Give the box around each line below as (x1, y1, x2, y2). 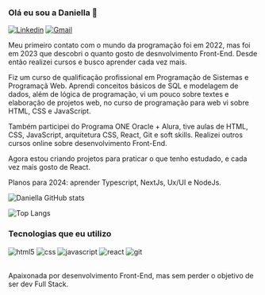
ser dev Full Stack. (8, 279, 69, 289)
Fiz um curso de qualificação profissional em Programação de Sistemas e (8, 73, 249, 82)
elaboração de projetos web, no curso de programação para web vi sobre (8, 98, 250, 108)
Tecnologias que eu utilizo (8, 228, 112, 239)
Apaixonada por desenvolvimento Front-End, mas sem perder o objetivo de (8, 271, 254, 281)
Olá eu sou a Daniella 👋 (8, 7, 98, 18)
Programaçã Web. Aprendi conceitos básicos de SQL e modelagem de (8, 81, 239, 90)
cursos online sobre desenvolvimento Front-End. (8, 139, 168, 148)
